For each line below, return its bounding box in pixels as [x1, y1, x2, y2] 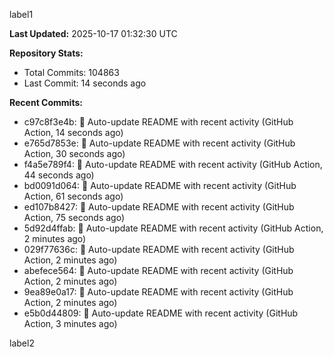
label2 [9, 337, 35, 349]
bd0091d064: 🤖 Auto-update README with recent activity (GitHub [23, 180, 297, 191]
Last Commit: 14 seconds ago [23, 77, 147, 89]
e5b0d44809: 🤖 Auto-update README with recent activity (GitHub [23, 307, 299, 319]
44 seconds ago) [23, 169, 95, 181]
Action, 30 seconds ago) [23, 148, 126, 159]
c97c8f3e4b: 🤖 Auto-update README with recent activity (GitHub [23, 116, 294, 128]
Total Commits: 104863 [23, 67, 120, 78]
